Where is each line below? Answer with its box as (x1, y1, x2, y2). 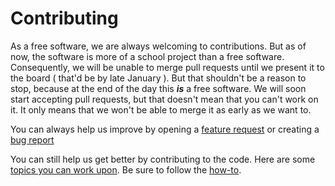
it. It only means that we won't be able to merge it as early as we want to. (10, 103, 312, 116)
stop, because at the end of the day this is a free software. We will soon (10, 82, 307, 94)
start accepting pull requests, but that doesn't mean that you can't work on (10, 93, 319, 105)
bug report (10, 133, 55, 146)
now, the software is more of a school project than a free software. (10, 50, 285, 62)
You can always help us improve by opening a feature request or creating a (10, 123, 320, 135)
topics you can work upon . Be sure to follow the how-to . (10, 163, 242, 176)
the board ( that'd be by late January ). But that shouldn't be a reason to (10, 72, 307, 84)
